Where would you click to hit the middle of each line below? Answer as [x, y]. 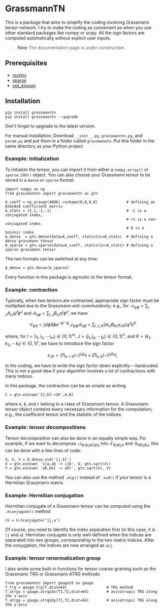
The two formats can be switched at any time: [52, 259]
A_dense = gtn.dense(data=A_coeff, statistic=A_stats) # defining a [79, 237]
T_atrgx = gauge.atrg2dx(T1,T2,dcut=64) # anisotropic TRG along [81, 592]
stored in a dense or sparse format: [40, 180]
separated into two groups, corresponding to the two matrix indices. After [80, 540]
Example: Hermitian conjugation [44, 495]
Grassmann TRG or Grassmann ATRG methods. [53, 574]
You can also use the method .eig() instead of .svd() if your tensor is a [78, 477]
